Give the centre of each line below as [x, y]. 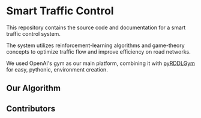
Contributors [31, 108]
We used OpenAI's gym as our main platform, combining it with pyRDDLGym [100, 63]
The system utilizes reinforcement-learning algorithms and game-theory [95, 45]
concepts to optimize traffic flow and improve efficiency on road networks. [98, 51]
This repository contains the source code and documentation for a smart [96, 27]
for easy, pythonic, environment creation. [57, 69]
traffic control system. [34, 33]
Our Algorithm [34, 88]
